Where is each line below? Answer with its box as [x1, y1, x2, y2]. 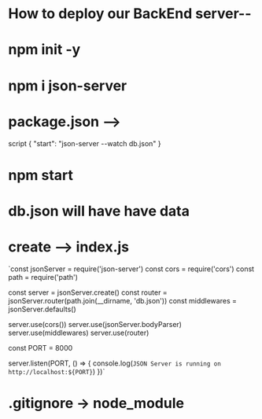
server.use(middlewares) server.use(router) [8, 328, 149, 337]
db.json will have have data [8, 202, 190, 220]
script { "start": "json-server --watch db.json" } [8, 138, 161, 148]
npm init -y [8, 41, 81, 59]
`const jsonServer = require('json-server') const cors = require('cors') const [8, 264, 254, 274]
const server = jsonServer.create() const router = [8, 288, 168, 297]
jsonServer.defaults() [8, 304, 76, 314]
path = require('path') [8, 272, 79, 281]
